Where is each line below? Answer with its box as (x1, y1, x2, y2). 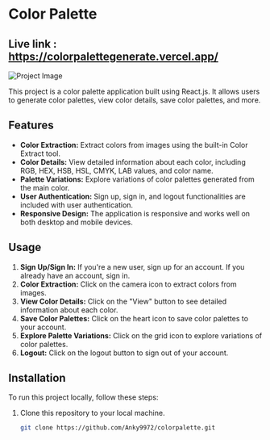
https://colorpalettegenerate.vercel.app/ (8, 49, 219, 63)
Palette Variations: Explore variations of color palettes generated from (19, 174, 255, 184)
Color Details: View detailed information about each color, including (19, 157, 246, 166)
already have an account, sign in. (19, 270, 131, 280)
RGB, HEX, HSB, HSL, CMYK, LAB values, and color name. (19, 166, 214, 175)
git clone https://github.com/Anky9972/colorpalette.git (19, 424, 216, 432)
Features (8, 119, 54, 132)
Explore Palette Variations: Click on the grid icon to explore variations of (19, 330, 263, 340)
